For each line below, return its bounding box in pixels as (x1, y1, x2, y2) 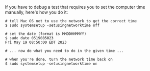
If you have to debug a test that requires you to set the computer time (5, 4, 146, 10)
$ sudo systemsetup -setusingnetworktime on (5, 61, 98, 66)
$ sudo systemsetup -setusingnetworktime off (5, 23, 100, 28)
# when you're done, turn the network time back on (5, 57, 113, 62)
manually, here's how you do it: (5, 9, 68, 15)
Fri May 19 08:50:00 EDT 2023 (5, 40, 67, 45)
